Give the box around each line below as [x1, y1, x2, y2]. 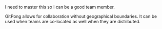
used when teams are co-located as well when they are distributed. [5, 19, 141, 24]
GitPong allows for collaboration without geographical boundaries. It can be [5, 14, 157, 19]
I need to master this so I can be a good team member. [5, 4, 115, 10]
